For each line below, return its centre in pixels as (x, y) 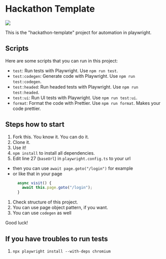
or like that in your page (37, 174)
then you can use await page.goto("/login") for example (73, 168)
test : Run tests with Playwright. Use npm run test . (65, 70)
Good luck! (17, 223)
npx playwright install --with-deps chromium (61, 251)
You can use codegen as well (42, 213)
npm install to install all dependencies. (54, 153)
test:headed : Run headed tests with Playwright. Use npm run (75, 87)
